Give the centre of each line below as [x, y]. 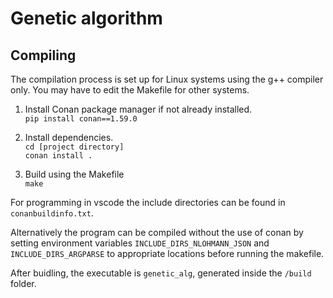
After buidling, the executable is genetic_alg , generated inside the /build [161, 273]
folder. [23, 283]
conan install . [58, 156]
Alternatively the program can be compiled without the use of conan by [157, 232]
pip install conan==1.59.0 [81, 119]
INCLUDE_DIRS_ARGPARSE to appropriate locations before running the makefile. [167, 253]
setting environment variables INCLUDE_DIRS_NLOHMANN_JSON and [140, 243]
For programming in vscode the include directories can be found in [148, 202]
